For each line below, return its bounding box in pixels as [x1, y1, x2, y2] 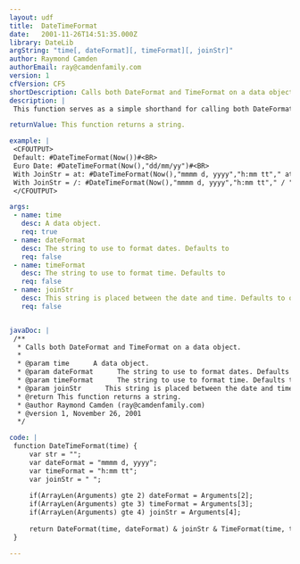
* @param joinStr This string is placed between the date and [17, 384, 274, 393]
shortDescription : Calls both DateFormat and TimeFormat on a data [9, 87, 266, 96]
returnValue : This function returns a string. [9, 120, 186, 129]
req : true [21, 228, 58, 236]
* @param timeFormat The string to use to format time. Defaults [17, 376, 286, 385]
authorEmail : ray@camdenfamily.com [9, 63, 142, 72]
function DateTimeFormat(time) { [12, 442, 138, 451]
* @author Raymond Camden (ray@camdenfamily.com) [17, 401, 205, 410]
